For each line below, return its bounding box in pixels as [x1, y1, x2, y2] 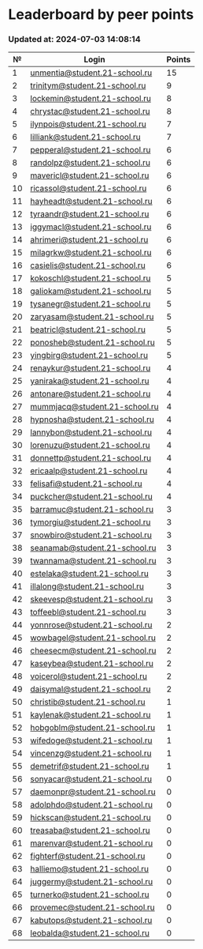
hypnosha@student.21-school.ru [30, 414, 155, 425]
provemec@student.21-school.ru [30, 902, 155, 913]
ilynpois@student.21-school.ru [30, 119, 147, 130]
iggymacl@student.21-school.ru [30, 221, 152, 232]
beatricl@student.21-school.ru [30, 324, 146, 335]
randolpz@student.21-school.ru [30, 157, 151, 168]
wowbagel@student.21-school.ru [30, 632, 156, 643]
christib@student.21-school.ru [30, 697, 146, 708]
